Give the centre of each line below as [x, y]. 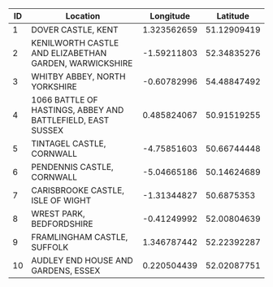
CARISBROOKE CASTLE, [78, 190]
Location [83, 16]
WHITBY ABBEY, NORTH [78, 76]
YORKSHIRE [54, 87]
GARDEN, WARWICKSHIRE [82, 63]
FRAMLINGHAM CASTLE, [80, 237]
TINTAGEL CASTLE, [69, 143]
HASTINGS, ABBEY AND [78, 110]
